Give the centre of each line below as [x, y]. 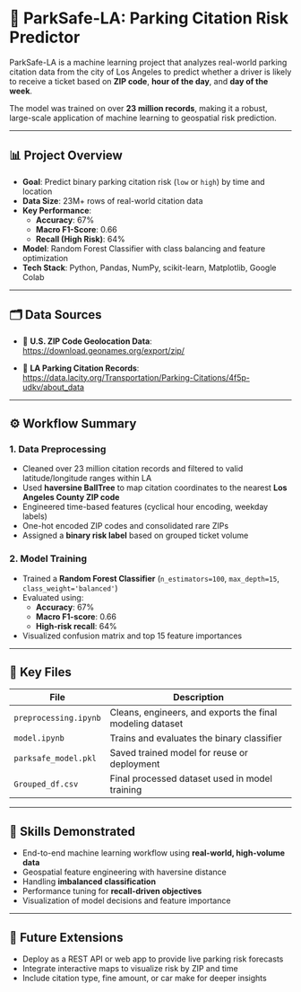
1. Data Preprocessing [58, 449]
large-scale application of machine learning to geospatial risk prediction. [143, 118]
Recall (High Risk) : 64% [80, 239]
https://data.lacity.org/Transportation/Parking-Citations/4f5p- [136, 377]
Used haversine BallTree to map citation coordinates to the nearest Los [155, 487]
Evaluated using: [53, 597]
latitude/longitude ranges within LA [87, 478]
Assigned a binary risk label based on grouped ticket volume [135, 536]
